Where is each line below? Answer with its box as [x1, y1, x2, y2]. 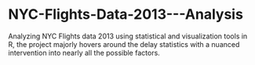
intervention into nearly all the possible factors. [8, 48, 161, 57]
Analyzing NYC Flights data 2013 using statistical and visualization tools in [8, 31, 248, 41]
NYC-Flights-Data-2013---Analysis [8, 5, 243, 23]
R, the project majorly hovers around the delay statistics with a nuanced [8, 39, 240, 49]
